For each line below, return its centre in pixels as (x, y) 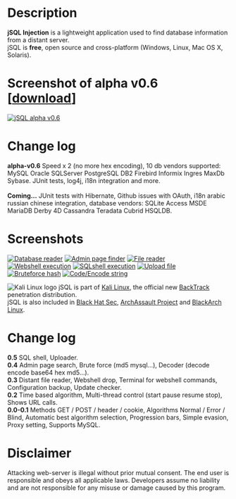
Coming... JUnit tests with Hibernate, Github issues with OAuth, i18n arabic (116, 196)
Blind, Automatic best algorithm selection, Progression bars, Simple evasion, (118, 417)
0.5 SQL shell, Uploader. (43, 358)
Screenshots (45, 239)
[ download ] (42, 98)
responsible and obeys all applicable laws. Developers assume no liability (114, 480)
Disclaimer (39, 453)
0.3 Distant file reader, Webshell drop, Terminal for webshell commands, (112, 380)
